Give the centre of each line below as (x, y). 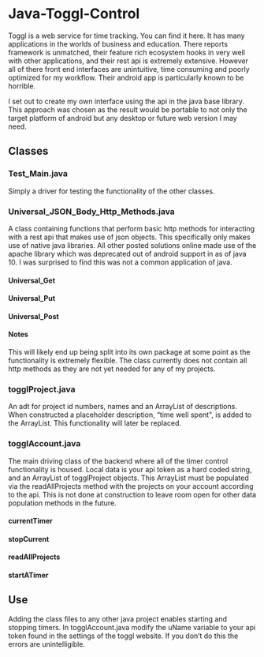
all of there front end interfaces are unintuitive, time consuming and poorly (129, 69)
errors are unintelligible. (46, 644)
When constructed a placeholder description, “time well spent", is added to (130, 415)
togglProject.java (42, 389)
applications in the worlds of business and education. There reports (118, 43)
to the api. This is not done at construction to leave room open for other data (132, 494)
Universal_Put (32, 298)
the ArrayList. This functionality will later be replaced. (95, 423)
